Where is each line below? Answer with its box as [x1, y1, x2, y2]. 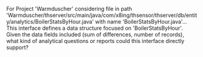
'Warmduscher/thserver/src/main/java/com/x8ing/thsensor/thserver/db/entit [6, 12, 198, 19]
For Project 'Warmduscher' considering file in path [6, 5, 132, 12]
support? [6, 44, 29, 51]
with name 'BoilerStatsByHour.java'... [95, 18, 187, 25]
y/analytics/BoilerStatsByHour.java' [6, 18, 94, 25]
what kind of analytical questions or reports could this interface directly [6, 38, 185, 44]
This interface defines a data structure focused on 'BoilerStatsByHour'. [6, 24, 183, 32]
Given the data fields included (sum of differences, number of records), [6, 31, 185, 38]
